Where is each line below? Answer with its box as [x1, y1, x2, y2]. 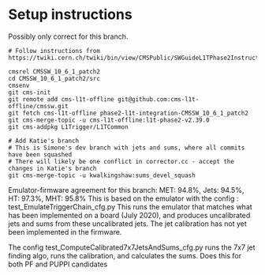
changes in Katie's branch [8, 164, 97, 172]
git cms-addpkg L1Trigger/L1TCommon [8, 122, 129, 131]
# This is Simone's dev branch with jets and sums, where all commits [8, 144, 245, 152]
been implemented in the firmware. [8, 227, 122, 236]
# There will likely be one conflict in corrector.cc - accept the [8, 157, 235, 165]
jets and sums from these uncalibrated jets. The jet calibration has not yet [8, 219, 247, 228]
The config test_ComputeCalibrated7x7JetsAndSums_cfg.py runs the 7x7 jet [8, 243, 256, 252]
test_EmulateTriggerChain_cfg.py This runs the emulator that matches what [8, 202, 252, 211]
